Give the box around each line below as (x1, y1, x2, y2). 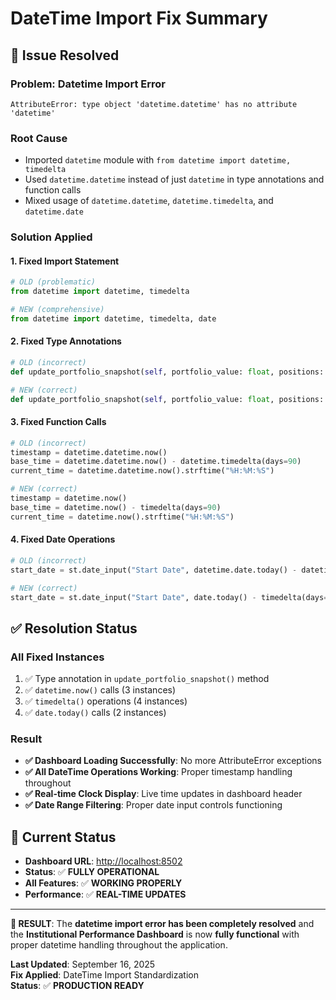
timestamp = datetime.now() (10, 493, 128, 504)
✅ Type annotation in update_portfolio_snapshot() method (24, 673, 270, 685)
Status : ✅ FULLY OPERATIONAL (24, 866, 160, 878)
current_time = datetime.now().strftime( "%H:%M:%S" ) (10, 512, 235, 522)
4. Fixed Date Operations (10, 533, 116, 546)
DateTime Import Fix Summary (10, 7, 268, 30)
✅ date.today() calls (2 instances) (24, 707, 167, 719)
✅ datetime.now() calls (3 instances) (24, 684, 177, 696)
